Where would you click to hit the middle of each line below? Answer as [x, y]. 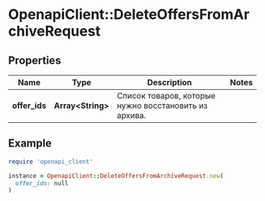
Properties [35, 60]
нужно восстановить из [162, 106]
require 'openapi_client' [50, 162]
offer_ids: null [42, 183]
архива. [132, 115]
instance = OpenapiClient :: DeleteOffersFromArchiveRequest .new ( [116, 176]
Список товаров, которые [166, 96]
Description [170, 82]
